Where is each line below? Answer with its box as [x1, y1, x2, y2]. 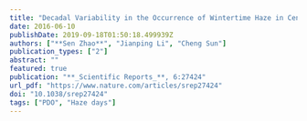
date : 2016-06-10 [9, 22, 76, 31]
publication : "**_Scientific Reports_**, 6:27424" [9, 73, 206, 82]
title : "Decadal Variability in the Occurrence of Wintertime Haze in [9, 13, 284, 23]
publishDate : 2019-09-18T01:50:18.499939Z [9, 30, 174, 39]
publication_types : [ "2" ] [9, 47, 108, 56]
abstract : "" [9, 55, 59, 65]
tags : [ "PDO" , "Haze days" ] [9, 97, 117, 107]
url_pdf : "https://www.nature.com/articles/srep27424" [9, 81, 223, 90]
